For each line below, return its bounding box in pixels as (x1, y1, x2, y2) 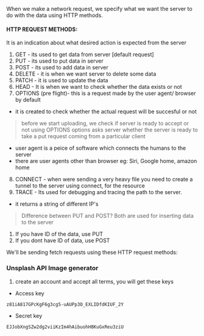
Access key (15, 289, 44, 297)
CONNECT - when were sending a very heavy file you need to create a (15, 176, 193, 183)
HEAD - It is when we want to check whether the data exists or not (15, 83, 183, 91)
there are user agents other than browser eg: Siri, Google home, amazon (15, 158, 197, 165)
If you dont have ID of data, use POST (15, 237, 110, 244)
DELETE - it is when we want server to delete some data (15, 70, 157, 78)
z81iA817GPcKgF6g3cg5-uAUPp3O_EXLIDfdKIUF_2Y (6, 301, 124, 307)
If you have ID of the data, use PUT (15, 231, 104, 238)
